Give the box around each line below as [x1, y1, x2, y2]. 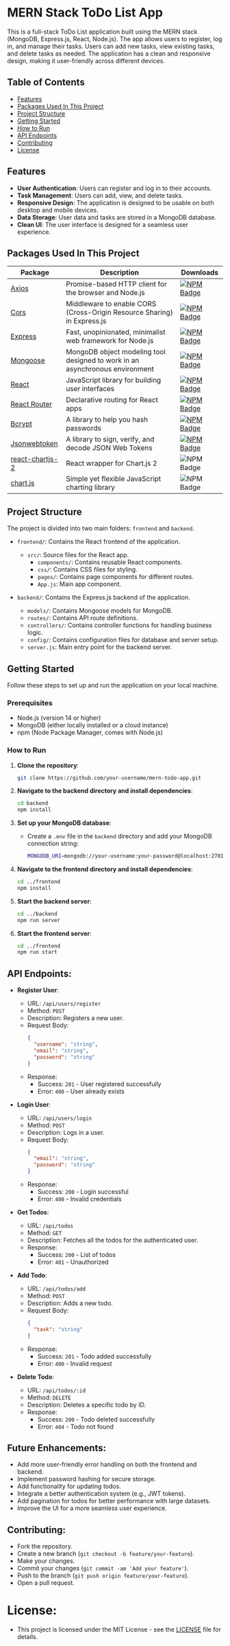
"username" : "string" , [33, 1041, 99, 1048]
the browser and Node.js [66, 288, 145, 298]
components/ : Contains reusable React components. [37, 558, 183, 567]
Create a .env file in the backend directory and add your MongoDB [27, 832, 212, 840]
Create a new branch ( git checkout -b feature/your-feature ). [16, 1549, 195, 1558]
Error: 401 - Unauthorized [37, 1258, 109, 1267]
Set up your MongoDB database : [16, 819, 112, 827]
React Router [10, 399, 53, 409]
